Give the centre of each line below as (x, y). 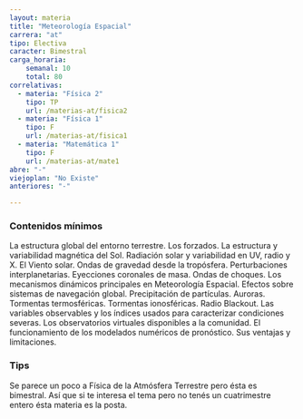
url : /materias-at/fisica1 (77, 136)
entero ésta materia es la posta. (68, 404)
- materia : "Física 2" (60, 93)
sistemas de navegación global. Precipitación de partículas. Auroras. (137, 294)
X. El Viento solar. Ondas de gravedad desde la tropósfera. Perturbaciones (148, 265)
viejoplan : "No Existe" (54, 178)
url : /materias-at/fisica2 (77, 111)
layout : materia (40, 18)
